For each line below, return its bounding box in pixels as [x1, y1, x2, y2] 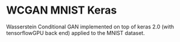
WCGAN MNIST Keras [6, 4, 117, 17]
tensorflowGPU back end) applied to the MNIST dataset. [6, 29, 145, 36]
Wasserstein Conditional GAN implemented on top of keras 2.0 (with [6, 23, 175, 30]
